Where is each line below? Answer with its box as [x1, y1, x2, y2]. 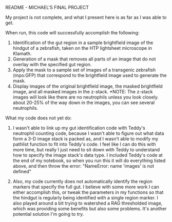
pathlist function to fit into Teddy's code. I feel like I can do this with [12, 141, 156, 147]
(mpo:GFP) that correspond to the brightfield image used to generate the [12, 72, 167, 78]
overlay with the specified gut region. [12, 62, 92, 67]
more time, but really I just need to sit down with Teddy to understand [12, 147, 160, 153]
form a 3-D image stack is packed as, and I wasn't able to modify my [12, 136, 159, 142]
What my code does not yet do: [5, 115, 72, 121]
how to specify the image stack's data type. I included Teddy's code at [12, 152, 163, 158]
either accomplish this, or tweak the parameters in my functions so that [12, 189, 164, 195]
